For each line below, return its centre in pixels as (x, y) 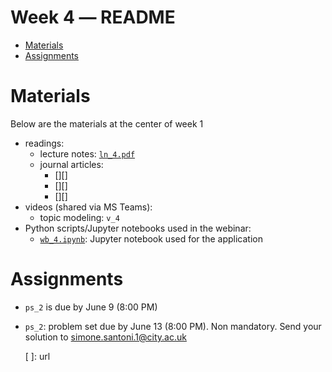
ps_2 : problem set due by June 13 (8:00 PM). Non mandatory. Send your (173, 326)
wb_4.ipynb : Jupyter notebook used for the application (151, 238)
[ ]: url (37, 356)
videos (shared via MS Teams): (88, 207)
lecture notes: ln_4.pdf (87, 153)
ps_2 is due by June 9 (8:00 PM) (91, 307)
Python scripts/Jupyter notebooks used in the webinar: (138, 228)
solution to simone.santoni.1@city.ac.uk (105, 337)
